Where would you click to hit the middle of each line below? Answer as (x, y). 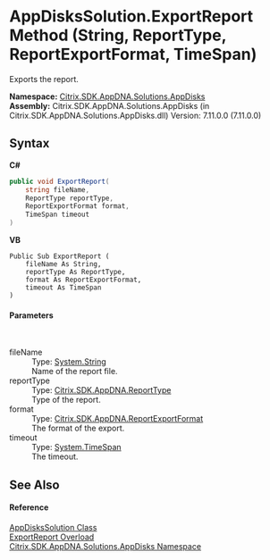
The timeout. (55, 456)
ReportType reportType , (70, 198)
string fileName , (58, 189)
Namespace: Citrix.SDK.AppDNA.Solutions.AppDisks (107, 96)
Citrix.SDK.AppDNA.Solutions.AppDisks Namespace (105, 546)
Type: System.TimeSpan (77, 447)
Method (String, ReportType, (118, 35)
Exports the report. (44, 79)
